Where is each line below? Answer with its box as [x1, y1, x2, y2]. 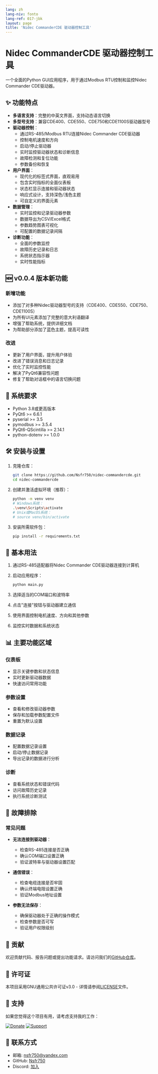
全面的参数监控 [19, 240, 50, 246]
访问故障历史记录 [12, 787, 47, 793]
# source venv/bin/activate [12, 514, 69, 519]
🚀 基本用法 [5, 548, 37, 557]
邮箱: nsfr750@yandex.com [12, 1052, 68, 1058]
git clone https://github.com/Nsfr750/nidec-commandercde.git [12, 473, 141, 478]
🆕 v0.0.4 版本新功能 [5, 274, 68, 283]
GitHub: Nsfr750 [12, 1057, 46, 1063]
